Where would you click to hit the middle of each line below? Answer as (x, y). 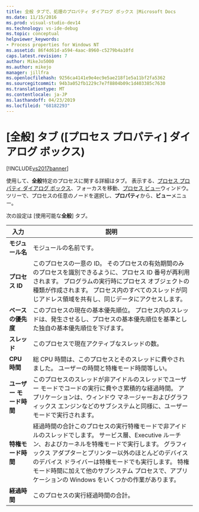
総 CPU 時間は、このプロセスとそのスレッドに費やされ (109, 359)
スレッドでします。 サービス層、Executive (103, 435)
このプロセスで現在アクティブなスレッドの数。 (98, 344)
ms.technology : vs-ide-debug (42, 28)
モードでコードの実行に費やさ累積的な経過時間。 (109, 388)
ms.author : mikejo (29, 67)
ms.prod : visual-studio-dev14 (44, 23)
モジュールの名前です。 (65, 248)
